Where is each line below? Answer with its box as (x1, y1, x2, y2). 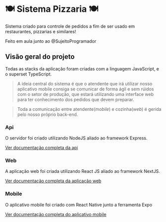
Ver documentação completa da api (5, 145, 78, 151)
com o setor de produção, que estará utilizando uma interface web (17, 91, 154, 97)
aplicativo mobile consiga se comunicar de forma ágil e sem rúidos (17, 86, 154, 92)
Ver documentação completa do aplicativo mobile (5, 211, 107, 217)
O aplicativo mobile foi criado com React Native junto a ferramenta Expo (5, 202, 153, 208)
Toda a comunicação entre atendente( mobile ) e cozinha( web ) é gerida (17, 106, 162, 112)
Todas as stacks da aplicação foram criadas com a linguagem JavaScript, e (5, 66, 160, 72)
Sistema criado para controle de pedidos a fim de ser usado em (5, 23, 135, 29)
